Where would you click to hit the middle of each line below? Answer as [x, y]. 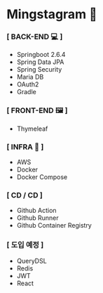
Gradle [26, 92]
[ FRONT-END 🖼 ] [37, 110]
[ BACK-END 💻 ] [35, 37]
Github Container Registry [54, 226]
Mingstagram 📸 [52, 14]
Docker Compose [42, 177]
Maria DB [30, 77]
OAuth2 [28, 84]
